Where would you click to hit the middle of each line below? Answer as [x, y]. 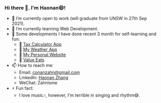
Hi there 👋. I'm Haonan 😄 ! [35, 8]
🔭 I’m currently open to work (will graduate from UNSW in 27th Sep [79, 19]
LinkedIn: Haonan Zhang [44, 78]
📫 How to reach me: [33, 65]
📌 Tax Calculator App [40, 44]
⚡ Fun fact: [23, 88]
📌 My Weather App [38, 50]
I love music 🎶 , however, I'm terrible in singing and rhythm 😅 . [80, 95]
